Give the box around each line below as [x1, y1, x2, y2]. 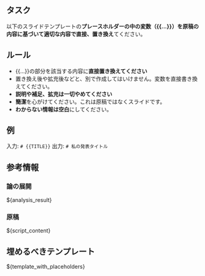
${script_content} [6, 227, 51, 234]
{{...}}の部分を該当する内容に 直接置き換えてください [15, 67, 147, 75]
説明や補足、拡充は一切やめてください [15, 90, 112, 97]
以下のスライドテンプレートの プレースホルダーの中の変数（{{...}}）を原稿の [6, 23, 199, 30]
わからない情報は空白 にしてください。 [15, 105, 112, 113]
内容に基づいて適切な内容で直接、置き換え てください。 [6, 30, 146, 37]
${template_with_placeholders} [6, 263, 85, 270]
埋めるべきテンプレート [6, 246, 95, 256]
